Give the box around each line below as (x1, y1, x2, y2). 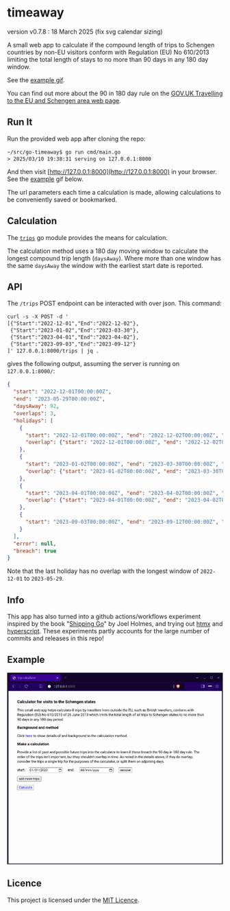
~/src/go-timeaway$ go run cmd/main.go (7, 149, 121, 156)
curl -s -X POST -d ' (7, 313, 69, 320)
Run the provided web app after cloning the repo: (7, 134, 146, 143)
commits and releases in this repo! (7, 634, 104, 642)
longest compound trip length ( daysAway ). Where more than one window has (7, 254, 221, 262)
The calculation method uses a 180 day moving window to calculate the (7, 247, 209, 255)
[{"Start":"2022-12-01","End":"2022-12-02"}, (7, 320, 139, 327)
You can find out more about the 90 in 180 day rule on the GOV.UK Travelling (7, 89, 223, 97)
